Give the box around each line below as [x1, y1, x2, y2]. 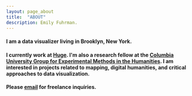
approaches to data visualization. [6, 70, 90, 77]
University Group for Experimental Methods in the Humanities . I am [6, 57, 174, 65]
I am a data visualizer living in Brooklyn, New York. [6, 38, 133, 45]
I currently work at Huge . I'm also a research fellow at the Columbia [6, 51, 174, 58]
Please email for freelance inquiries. [6, 84, 97, 91]
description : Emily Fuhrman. [6, 19, 78, 25]
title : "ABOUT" [6, 14, 46, 20]
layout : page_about [6, 8, 54, 15]
